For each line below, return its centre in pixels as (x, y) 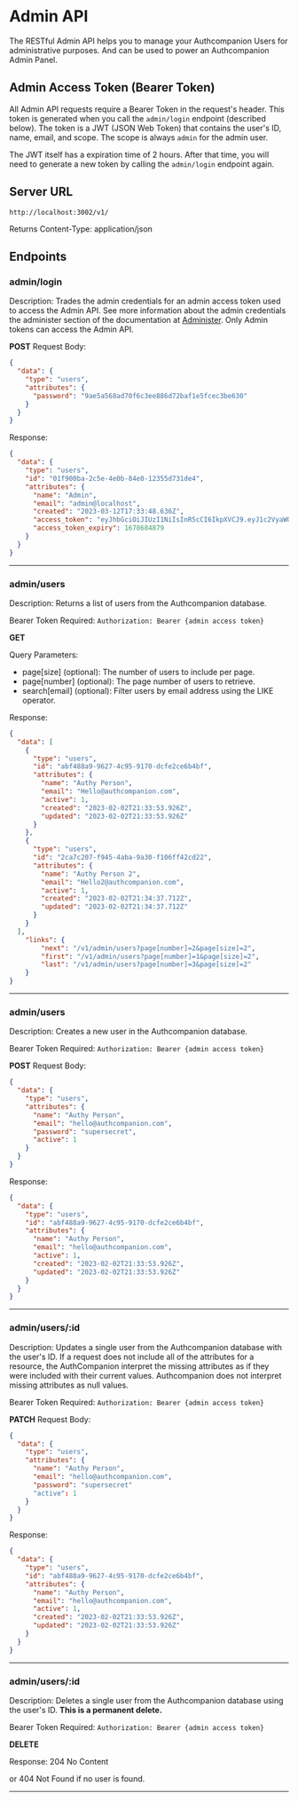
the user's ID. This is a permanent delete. (86, 1710)
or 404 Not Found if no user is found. (77, 1778)
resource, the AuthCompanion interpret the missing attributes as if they (139, 1366)
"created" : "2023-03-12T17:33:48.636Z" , (108, 512)
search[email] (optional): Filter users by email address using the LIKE (148, 690)
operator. (39, 700)
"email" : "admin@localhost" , (86, 503)
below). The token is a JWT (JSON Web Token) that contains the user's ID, (145, 128)
